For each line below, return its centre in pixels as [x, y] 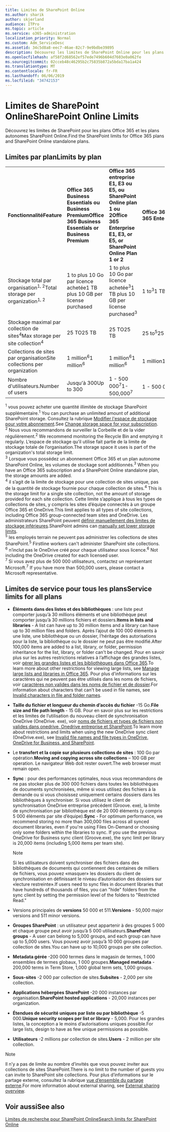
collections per [25, 364]
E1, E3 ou [120, 183]
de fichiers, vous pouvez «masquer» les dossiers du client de [76, 873]
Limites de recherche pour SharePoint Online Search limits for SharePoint [81, 1119]
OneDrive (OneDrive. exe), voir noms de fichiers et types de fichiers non [88, 721]
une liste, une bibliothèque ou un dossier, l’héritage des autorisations [84, 636]
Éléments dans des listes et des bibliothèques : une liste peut [78, 609]
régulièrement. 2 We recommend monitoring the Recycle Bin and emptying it [84, 436]
